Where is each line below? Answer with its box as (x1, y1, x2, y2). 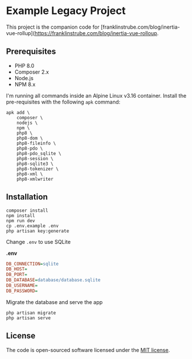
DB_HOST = (6, 266, 28, 272)
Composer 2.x (14, 68, 49, 75)
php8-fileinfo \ (16, 140, 57, 146)
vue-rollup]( (6, 29, 35, 36)
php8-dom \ (16, 135, 43, 141)
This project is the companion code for (6, 23, 100, 30)
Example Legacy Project (6, 4, 126, 18)
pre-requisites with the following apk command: (6, 98, 121, 105)
